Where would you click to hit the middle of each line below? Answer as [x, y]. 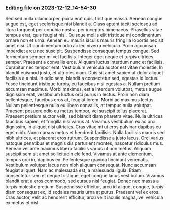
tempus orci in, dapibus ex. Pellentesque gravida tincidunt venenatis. [77, 160]
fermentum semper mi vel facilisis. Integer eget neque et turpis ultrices [79, 57]
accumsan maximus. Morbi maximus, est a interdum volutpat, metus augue [84, 89]
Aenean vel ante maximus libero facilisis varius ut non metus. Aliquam [78, 149]
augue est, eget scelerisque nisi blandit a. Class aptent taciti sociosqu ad [81, 24]
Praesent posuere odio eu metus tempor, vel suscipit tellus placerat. [76, 111]
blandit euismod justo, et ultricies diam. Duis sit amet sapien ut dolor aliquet [84, 73]
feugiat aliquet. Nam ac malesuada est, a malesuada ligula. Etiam [73, 170]
